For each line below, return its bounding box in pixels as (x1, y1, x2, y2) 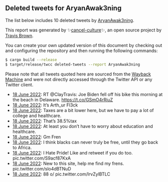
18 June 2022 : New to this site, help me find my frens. (12, 160, 124, 166)
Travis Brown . (5, 32, 34, 38)
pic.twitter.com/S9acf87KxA (12, 155, 71, 161)
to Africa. (12, 144, 32, 150)
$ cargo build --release (5, 57, 57, 62)
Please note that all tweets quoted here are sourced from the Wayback (5, 71, 151, 77)
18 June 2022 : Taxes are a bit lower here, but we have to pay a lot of (12, 107, 154, 113)
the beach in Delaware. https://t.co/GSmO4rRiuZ (12, 96, 113, 102)
